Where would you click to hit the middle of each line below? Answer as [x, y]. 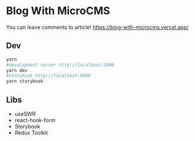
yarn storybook [25, 81]
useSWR [25, 114]
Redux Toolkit [31, 132]
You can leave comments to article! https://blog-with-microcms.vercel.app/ [97, 27]
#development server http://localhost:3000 [60, 65]
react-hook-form [35, 120]
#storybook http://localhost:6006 [49, 76]
